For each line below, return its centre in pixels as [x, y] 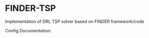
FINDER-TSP [31, 8]
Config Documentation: [28, 30]
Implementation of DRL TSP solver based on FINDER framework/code [75, 21]
